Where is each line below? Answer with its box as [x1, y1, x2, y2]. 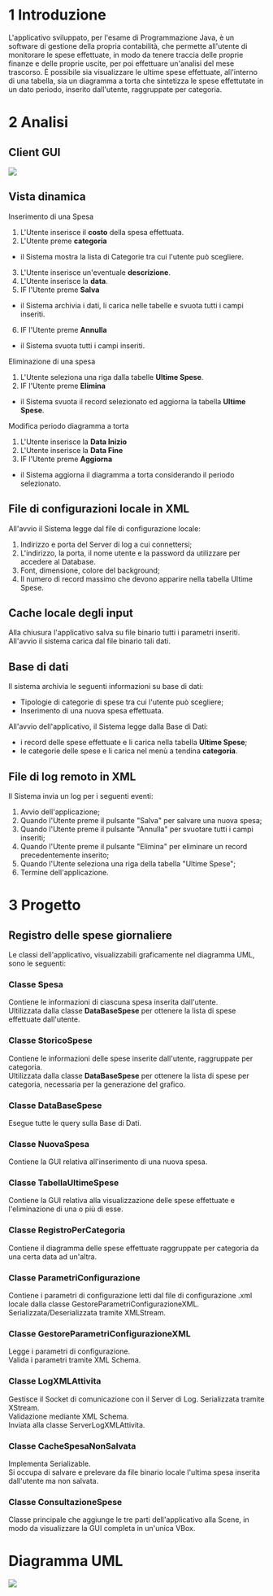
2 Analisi [8, 113, 69, 132]
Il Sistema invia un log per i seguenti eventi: [8, 791, 154, 800]
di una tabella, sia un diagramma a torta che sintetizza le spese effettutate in [8, 76, 264, 85]
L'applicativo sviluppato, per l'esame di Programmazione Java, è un [8, 33, 235, 42]
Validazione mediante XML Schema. [8, 1411, 129, 1421]
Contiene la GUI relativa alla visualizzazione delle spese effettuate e [8, 1196, 236, 1206]
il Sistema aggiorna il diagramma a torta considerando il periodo [19, 469, 235, 479]
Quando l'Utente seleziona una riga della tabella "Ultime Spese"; [19, 859, 236, 868]
